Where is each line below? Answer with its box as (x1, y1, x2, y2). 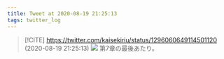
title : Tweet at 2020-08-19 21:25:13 (7, 10, 118, 17)
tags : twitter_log (7, 17, 61, 24)
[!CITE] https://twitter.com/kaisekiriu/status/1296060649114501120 (24, 35, 217, 44)
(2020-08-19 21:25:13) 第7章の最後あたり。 (24, 44, 159, 52)
